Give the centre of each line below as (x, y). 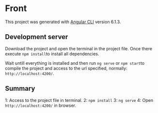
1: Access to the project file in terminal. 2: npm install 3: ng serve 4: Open (79, 100)
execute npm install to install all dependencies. (52, 54)
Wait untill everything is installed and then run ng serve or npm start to (75, 63)
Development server (37, 37)
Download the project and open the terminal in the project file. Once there (79, 48)
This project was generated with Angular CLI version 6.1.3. (63, 22)
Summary (20, 89)
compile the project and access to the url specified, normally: (66, 68)
